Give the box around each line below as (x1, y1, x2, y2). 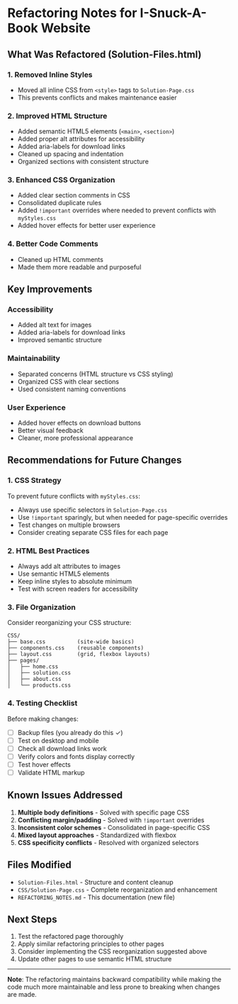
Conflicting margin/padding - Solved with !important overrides (17, 815, 205, 824)
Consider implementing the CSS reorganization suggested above (17, 947, 208, 956)
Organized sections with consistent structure (17, 158, 149, 166)
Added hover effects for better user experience (17, 222, 156, 230)
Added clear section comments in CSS (17, 191, 131, 200)
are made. (7, 991, 37, 999)
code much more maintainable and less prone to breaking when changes (7, 983, 220, 991)
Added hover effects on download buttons (17, 419, 142, 427)
